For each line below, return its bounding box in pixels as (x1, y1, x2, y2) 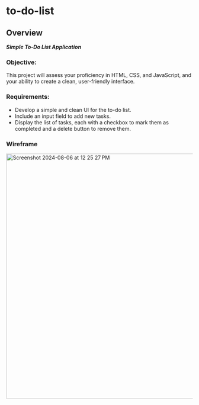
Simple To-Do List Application (6, 43, 82, 50)
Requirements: (6, 93, 50, 101)
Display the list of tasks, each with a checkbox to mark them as (14, 118, 169, 126)
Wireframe (6, 140, 38, 148)
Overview (6, 28, 43, 38)
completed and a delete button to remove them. (14, 125, 131, 132)
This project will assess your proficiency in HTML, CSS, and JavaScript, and (6, 72, 191, 79)
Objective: (6, 58, 37, 66)
